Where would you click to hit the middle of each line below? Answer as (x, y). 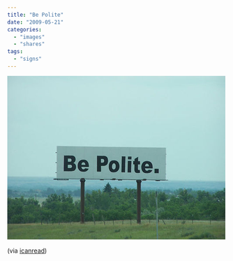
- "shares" (29, 44)
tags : (15, 52)
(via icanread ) (27, 251)
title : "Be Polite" (36, 15)
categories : (24, 29)
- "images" (29, 37)
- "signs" (28, 59)
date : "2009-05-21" (36, 22)
